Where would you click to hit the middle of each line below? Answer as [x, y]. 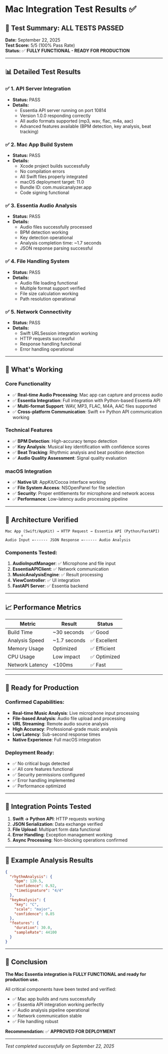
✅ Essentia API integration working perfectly [58, 1004]
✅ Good [99, 632]
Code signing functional [44, 192]
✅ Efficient [103, 649]
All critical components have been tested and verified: [61, 989]
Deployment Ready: [30, 752]
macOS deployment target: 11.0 [52, 182]
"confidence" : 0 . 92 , [35, 886]
